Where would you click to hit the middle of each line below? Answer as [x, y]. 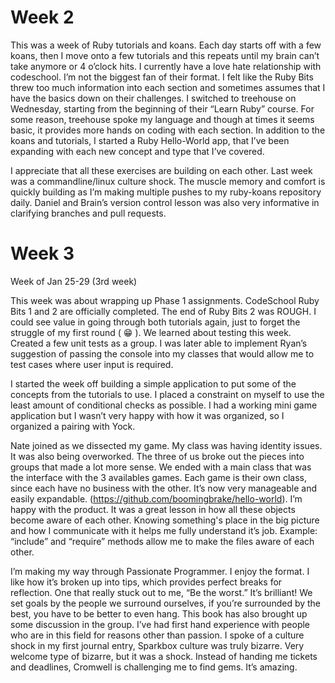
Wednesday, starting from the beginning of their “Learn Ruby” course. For [162, 108]
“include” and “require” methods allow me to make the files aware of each [162, 541]
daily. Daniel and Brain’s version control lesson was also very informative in [165, 202]
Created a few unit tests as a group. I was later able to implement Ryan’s [159, 343]
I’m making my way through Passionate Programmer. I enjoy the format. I [160, 571]
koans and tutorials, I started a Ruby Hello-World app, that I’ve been [150, 140]
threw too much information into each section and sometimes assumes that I [168, 87]
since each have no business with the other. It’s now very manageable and [163, 488]
